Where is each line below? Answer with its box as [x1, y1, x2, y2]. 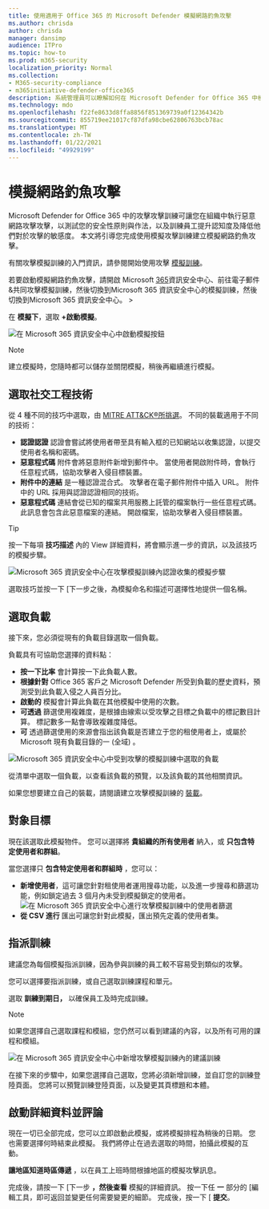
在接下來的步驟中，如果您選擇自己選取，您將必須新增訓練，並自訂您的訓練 [8, 1069, 254, 1079]
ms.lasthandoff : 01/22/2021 [8, 138, 102, 147]
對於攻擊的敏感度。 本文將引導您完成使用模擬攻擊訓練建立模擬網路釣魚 [14, 231, 249, 241]
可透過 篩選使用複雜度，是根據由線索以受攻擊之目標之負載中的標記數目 [19, 706, 254, 716]
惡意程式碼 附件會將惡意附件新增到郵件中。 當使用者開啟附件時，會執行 [19, 458, 256, 467]
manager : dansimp [8, 34, 66, 42]
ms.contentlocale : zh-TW [8, 131, 91, 139]
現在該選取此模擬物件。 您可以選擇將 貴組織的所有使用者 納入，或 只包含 [8, 836, 248, 846]
